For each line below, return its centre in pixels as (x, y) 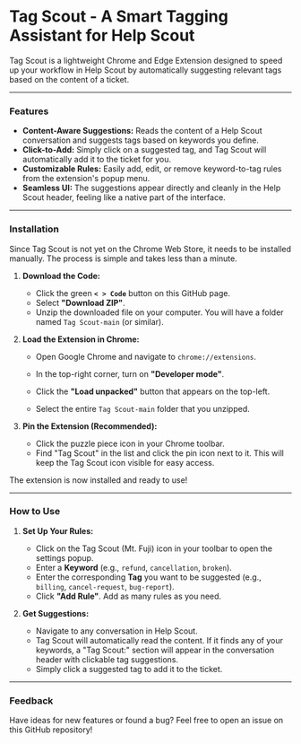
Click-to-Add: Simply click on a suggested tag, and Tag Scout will (144, 150)
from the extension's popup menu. (86, 179)
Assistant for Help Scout (102, 35)
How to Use (35, 512)
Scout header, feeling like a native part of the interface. (124, 197)
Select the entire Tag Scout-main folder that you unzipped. (143, 408)
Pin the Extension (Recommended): (90, 426)
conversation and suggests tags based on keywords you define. (141, 140)
